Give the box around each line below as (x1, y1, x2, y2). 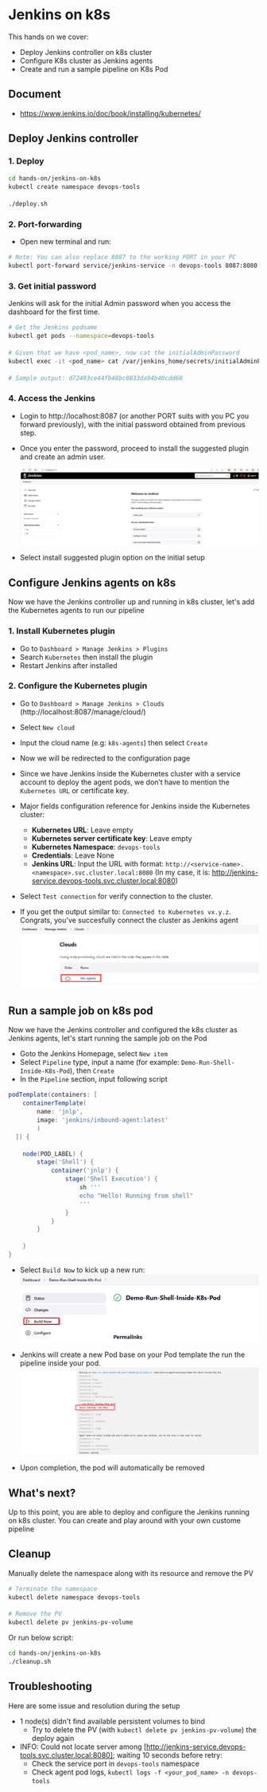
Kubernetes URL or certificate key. (19, 785, 130, 795)
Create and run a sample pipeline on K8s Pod (19, 64, 168, 73)
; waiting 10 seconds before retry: (112, 1750, 222, 1759)
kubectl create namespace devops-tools (8, 183, 141, 191)
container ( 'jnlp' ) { (50, 1166, 119, 1175)
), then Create (70, 1066, 115, 1075)
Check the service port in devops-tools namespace (31, 1759, 200, 1768)
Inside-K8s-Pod (19, 1067, 71, 1075)
